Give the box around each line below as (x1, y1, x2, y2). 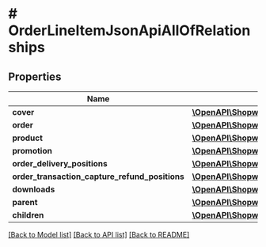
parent (12, 197, 38, 207)
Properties (8, 70, 62, 83)
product (12, 132, 44, 143)
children (12, 210, 44, 220)
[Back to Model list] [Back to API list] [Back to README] (8, 230, 190, 239)
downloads (12, 184, 55, 195)
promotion (12, 146, 53, 156)
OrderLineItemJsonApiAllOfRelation (8, 21, 251, 40)
